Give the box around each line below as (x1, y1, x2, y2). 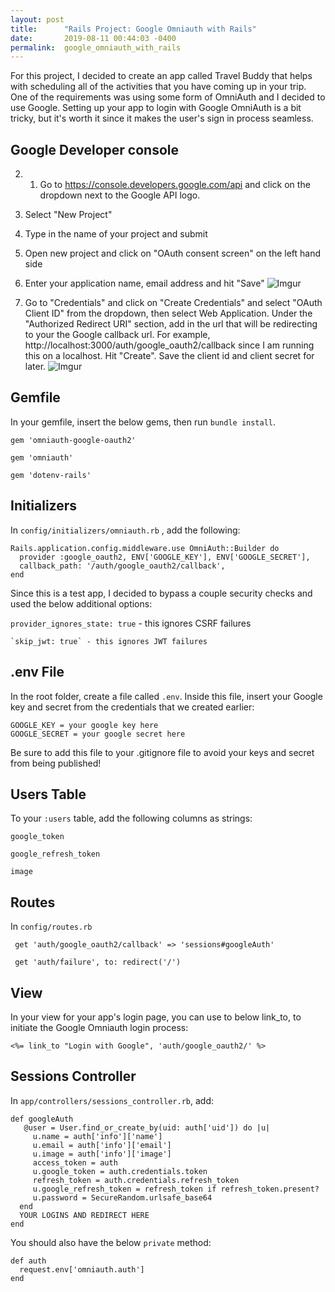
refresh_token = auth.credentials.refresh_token (32, 1175, 240, 1185)
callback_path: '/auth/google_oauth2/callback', (19, 561, 226, 571)
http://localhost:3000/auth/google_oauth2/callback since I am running (24, 339, 315, 351)
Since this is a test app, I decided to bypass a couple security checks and (10, 587, 313, 599)
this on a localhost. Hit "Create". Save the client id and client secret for (24, 350, 315, 362)
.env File (10, 664, 65, 681)
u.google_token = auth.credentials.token (32, 1166, 208, 1176)
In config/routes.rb (10, 921, 93, 933)
